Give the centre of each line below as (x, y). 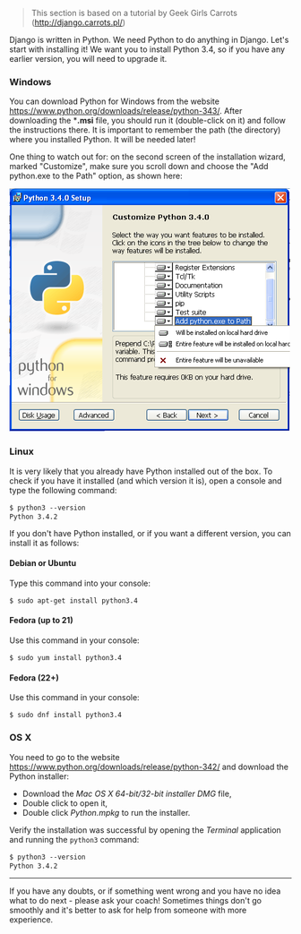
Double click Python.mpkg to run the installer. (106, 812)
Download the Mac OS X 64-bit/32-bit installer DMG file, (127, 793)
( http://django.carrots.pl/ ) (78, 22)
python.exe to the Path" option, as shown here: (96, 176)
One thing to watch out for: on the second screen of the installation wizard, (148, 157)
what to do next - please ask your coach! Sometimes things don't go (136, 900)
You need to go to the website (64, 757)
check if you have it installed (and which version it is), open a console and (146, 480)
